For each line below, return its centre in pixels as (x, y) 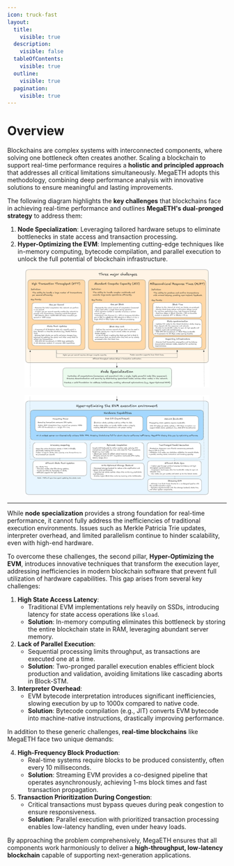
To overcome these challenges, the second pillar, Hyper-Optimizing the (111, 557)
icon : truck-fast (32, 15)
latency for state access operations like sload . (94, 615)
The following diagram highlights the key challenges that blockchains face (114, 201)
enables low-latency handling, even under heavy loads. (107, 827)
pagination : (31, 88)
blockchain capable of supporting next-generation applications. (99, 856)
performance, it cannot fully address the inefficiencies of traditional (104, 521)
